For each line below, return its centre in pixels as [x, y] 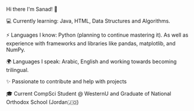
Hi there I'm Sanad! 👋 [32, 9]
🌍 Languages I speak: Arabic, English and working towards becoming [91, 61]
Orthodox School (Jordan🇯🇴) [43, 102]
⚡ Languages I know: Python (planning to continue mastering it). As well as [97, 35]
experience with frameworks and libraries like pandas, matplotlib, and [91, 43]
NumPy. [16, 50]
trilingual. [17, 70]
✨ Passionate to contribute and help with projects [67, 81]
